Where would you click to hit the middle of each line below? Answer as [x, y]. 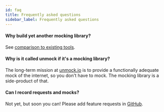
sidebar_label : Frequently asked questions [52, 19]
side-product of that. [27, 81]
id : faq [13, 10]
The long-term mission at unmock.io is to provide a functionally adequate [82, 70]
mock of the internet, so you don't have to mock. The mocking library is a [82, 75]
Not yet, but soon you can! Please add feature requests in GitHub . [74, 104]
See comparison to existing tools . [40, 47]
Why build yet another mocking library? [48, 36]
